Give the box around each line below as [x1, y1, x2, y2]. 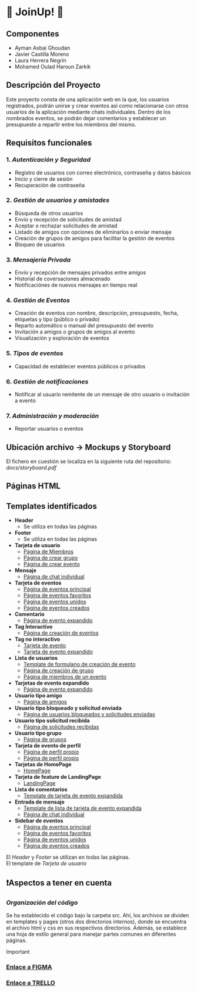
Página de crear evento [23, 561, 81, 568]
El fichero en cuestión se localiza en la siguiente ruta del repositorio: [6, 458, 172, 465]
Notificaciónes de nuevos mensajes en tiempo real [14, 282, 138, 289]
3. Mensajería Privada [6, 256, 71, 264]
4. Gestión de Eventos [6, 296, 71, 305]
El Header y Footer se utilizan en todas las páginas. [6, 854, 131, 861]
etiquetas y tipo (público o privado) [14, 316, 100, 323]
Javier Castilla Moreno [14, 51, 69, 58]
